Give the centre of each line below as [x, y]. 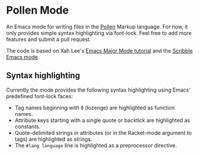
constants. [28, 126]
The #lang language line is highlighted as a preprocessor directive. [96, 145]
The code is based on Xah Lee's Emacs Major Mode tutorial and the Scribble [99, 50]
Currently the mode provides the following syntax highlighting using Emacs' [98, 90]
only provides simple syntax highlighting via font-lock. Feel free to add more [99, 33]
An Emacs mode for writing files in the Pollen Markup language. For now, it [97, 27]
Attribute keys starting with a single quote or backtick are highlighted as [102, 120]
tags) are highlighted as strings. [53, 139]
